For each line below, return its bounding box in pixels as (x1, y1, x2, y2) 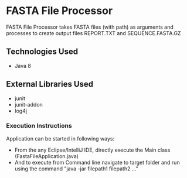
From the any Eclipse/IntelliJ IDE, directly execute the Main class (14, 146, 171, 153)
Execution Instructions (6, 122, 72, 130)
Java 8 (14, 62, 31, 69)
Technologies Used (6, 47, 78, 57)
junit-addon (14, 101, 43, 108)
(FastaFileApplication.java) (14, 152, 79, 159)
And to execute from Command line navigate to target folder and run (14, 159, 180, 166)
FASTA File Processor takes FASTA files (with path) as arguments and (6, 23, 174, 30)
